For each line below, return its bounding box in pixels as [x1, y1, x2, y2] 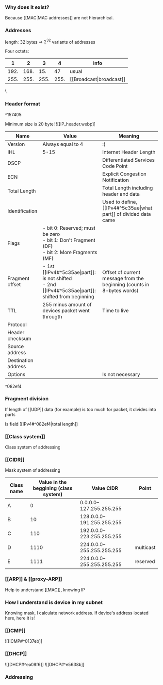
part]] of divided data [102, 210, 151, 217]
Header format [5, 101, 40, 107]
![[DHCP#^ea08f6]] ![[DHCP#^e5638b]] [5, 661, 85, 667]
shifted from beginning [42, 293, 95, 300]
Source [7, 343, 24, 350]
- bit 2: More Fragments [42, 249, 98, 256]
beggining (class [33, 485, 73, 492]
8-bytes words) [102, 287, 139, 294]
